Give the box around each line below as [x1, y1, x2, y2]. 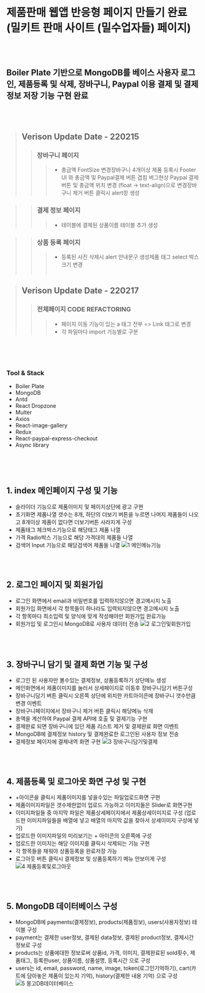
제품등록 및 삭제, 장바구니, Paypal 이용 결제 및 [18, 79, 182, 90]
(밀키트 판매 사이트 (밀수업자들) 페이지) [6, 21, 191, 35]
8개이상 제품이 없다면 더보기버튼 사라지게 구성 [21, 518, 132, 526]
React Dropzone [15, 402, 56, 410]
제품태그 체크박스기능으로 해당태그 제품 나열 [15, 526, 121, 533]
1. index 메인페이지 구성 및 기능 [6, 486, 118, 496]
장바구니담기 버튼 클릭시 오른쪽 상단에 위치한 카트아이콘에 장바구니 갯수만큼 [15, 692, 196, 699]
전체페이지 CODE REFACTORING [36, 305, 131, 314]
